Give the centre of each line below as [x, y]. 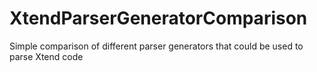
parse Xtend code [46, 56]
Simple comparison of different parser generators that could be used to [156, 46]
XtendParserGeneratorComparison [158, 18]
